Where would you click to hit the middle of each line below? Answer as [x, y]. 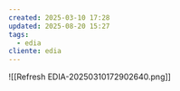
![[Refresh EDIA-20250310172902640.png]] [90, 77]
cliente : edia [35, 51]
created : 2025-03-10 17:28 [59, 18]
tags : [19, 34]
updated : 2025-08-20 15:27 [59, 26]
